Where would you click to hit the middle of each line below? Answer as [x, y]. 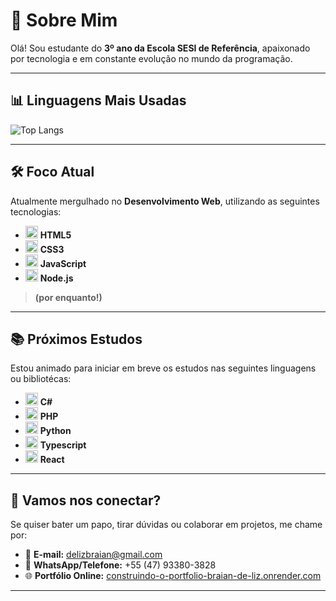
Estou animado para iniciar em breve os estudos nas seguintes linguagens [163, 368]
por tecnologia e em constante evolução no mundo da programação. [151, 58]
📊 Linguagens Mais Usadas [98, 100]
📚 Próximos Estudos [76, 339]
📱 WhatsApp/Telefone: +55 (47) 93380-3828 [120, 565]
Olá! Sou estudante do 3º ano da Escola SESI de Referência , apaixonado [160, 48]
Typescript [63, 445]
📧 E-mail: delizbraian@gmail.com [93, 555]
